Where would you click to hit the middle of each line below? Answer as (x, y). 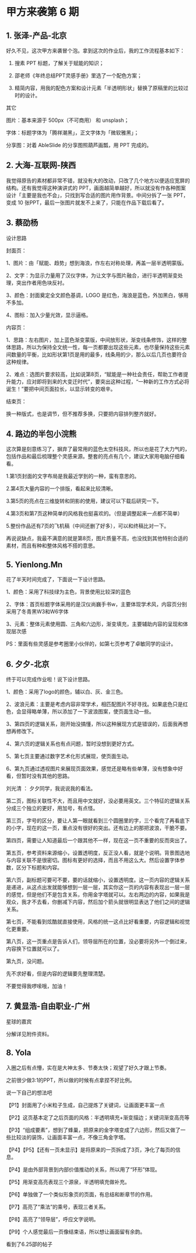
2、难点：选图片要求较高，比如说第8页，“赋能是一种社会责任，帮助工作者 (95, 374)
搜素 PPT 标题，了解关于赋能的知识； (59, 63)
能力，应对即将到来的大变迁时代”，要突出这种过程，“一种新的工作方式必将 (100, 381)
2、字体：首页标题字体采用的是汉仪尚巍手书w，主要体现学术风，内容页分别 (97, 605)
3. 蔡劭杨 (22, 223)
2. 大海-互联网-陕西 (41, 165)
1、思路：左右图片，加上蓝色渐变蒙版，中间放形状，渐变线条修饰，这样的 (94, 340)
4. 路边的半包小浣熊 (41, 434)
